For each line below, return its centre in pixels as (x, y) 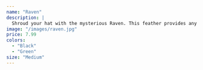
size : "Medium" (26, 57)
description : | (26, 18)
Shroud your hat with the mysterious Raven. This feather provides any (105, 23)
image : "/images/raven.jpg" (42, 29)
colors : (16, 40)
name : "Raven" (24, 12)
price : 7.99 (21, 35)
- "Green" (24, 52)
